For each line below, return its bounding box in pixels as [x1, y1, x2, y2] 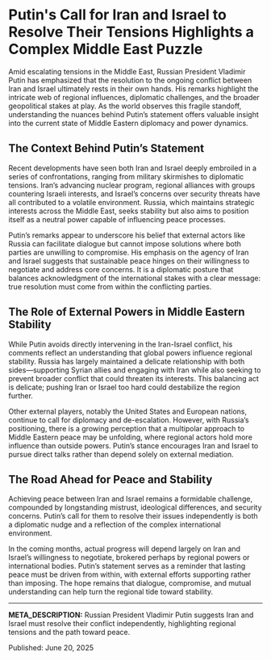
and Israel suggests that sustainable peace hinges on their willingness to [8, 256, 250, 266]
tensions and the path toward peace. [8, 628, 131, 637]
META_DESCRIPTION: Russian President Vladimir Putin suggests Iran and [8, 610, 254, 620]
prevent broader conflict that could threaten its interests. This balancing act [8, 373, 260, 383]
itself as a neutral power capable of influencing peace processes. [8, 214, 226, 224]
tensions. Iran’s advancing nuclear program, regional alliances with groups [8, 180, 256, 190]
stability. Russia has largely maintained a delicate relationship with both [8, 356, 245, 366]
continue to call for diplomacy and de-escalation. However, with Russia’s [8, 414, 249, 425]
